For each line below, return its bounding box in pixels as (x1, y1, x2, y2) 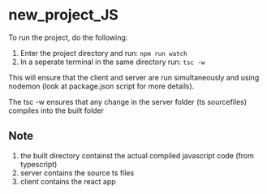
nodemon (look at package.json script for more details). (8, 81, 195, 91)
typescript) (19, 159, 58, 169)
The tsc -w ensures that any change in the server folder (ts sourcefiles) (8, 97, 248, 106)
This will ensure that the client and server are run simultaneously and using (8, 72, 260, 82)
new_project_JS (8, 6, 119, 24)
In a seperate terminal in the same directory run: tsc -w (19, 57, 205, 67)
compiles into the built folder (8, 106, 104, 115)
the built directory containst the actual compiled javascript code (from (19, 150, 254, 160)
